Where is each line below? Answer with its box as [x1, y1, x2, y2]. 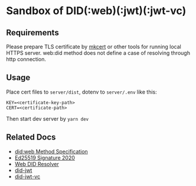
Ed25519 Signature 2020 [14, 154, 76, 161]
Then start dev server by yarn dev [6, 115, 89, 122]
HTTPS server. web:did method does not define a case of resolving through [6, 49, 191, 57]
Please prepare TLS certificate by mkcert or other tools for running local [6, 43, 181, 50]
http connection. [6, 56, 46, 62]
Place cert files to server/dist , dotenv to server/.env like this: [6, 88, 158, 95]
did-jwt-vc [14, 172, 40, 180]
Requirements [6, 28, 59, 38]
